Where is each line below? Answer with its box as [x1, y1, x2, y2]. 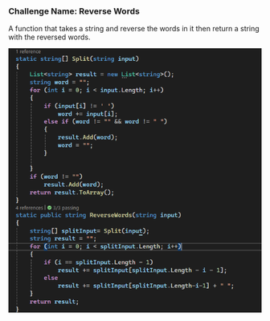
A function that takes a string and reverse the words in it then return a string [8, 24, 260, 34]
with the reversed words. [8, 32, 91, 42]
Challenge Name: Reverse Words [8, 6, 141, 17]
